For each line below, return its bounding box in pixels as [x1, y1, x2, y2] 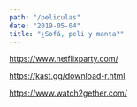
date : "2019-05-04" [9, 21, 81, 30]
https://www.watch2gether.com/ [9, 88, 128, 98]
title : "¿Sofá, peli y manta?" [9, 29, 125, 38]
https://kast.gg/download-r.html [9, 71, 126, 81]
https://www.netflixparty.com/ [9, 54, 119, 65]
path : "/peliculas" [9, 12, 81, 22]
